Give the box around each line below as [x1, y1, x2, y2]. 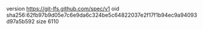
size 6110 [36, 18, 59, 25]
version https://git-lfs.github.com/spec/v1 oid [6, 5, 120, 12]
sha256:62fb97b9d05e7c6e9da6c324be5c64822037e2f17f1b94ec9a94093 [6, 11, 198, 19]
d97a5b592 [6, 18, 35, 25]
